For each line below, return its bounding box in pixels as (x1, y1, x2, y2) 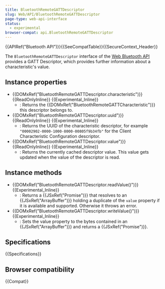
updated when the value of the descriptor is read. (19, 154, 121, 160)
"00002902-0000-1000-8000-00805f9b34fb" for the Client (19, 128, 132, 134)
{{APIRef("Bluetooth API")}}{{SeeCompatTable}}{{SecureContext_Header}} (5, 44, 158, 49)
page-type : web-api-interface (5, 16, 67, 21)
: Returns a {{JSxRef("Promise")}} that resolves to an (19, 192, 127, 198)
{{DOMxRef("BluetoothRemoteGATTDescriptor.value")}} (12, 138, 126, 144)
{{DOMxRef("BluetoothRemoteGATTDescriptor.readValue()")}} (12, 181, 139, 188)
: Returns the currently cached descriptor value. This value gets (19, 149, 149, 155)
